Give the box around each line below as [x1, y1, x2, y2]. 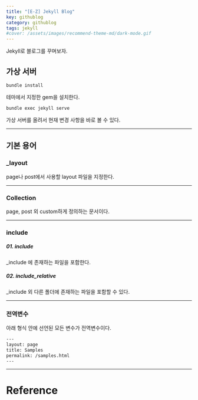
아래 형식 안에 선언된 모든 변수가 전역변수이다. [6, 324, 112, 332]
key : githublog [6, 14, 44, 20]
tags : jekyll [6, 25, 38, 31]
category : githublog [6, 19, 57, 25]
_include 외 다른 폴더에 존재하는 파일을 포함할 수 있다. [6, 288, 130, 295]
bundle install [6, 82, 44, 88]
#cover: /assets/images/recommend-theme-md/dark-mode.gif [6, 31, 151, 37]
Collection [6, 194, 37, 202]
